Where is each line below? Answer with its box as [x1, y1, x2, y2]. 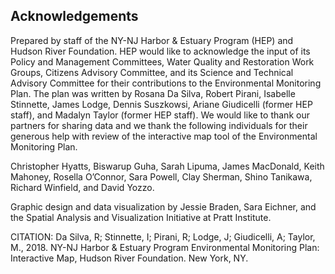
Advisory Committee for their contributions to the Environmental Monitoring [10, 77, 322, 89]
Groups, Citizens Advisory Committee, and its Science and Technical [10, 66, 294, 78]
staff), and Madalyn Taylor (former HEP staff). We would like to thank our [10, 109, 310, 121]
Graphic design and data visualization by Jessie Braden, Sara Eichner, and [10, 200, 317, 213]
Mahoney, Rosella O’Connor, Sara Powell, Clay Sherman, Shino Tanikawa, [10, 170, 313, 183]
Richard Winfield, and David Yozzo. [10, 181, 155, 193]
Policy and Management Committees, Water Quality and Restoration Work [10, 55, 315, 68]
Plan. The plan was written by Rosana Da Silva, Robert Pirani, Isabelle [10, 87, 296, 99]
